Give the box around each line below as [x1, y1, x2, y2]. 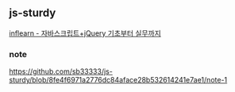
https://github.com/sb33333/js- [9, 67, 114, 76]
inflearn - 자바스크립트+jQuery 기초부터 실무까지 [9, 28, 161, 38]
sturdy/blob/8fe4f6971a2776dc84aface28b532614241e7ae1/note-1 [9, 75, 228, 85]
